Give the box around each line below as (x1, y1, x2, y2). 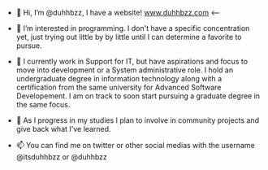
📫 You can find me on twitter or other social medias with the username (15, 141, 256, 150)
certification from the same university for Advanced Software (15, 82, 222, 92)
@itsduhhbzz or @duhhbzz (15, 152, 108, 162)
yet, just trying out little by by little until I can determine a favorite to (15, 33, 242, 41)
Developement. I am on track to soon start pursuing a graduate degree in (15, 91, 261, 101)
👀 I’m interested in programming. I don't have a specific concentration (15, 24, 250, 33)
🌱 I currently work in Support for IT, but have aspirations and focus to (15, 57, 249, 66)
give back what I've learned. (15, 124, 111, 133)
